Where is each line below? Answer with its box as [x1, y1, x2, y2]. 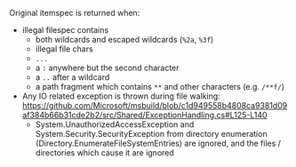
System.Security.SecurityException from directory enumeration [35, 129, 268, 139]
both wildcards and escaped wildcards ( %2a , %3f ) [35, 35, 214, 44]
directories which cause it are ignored [35, 147, 175, 158]
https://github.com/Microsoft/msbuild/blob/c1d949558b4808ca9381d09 [21, 100, 288, 110]
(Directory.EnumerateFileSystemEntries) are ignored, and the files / [35, 138, 282, 148]
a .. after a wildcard [35, 72, 110, 83]
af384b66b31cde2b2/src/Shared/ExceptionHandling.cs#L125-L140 [21, 110, 268, 120]
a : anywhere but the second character [35, 62, 180, 73]
